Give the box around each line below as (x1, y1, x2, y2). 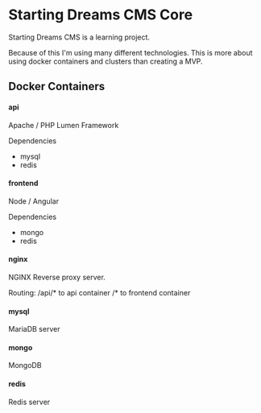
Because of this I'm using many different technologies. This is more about (8, 47, 253, 57)
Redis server (8, 397, 51, 407)
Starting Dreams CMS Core (8, 6, 193, 24)
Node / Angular (8, 196, 59, 206)
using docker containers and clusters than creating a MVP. (8, 56, 203, 66)
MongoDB (8, 361, 42, 370)
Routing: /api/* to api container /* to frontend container (8, 287, 191, 297)
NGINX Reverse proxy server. (8, 272, 106, 282)
